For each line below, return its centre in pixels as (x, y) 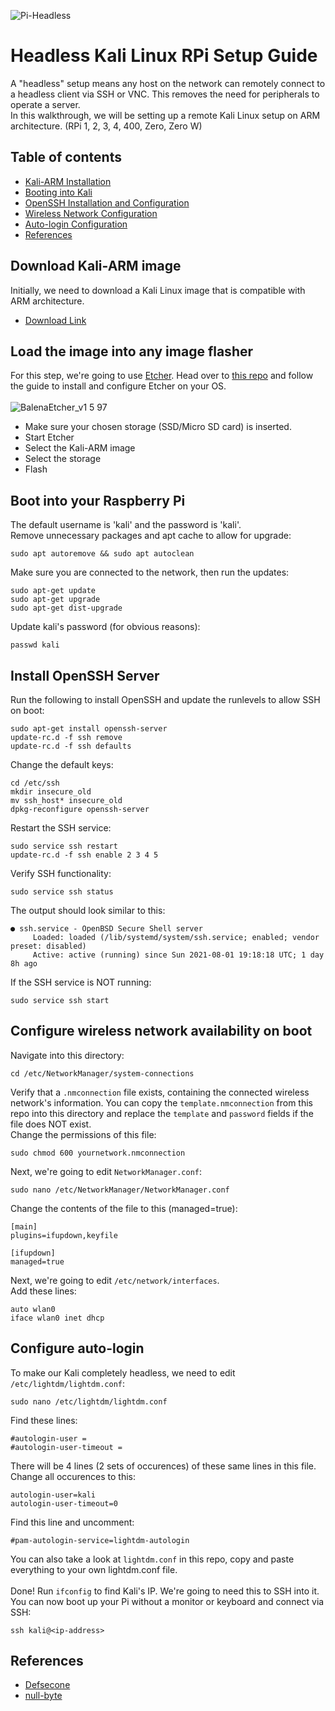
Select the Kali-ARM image (80, 448)
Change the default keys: (62, 764)
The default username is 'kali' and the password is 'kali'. (126, 525)
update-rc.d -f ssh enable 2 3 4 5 (84, 855)
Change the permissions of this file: (83, 1134)
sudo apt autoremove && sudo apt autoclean (102, 554)
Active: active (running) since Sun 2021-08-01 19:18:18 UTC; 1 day (178, 955)
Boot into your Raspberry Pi (98, 500)
